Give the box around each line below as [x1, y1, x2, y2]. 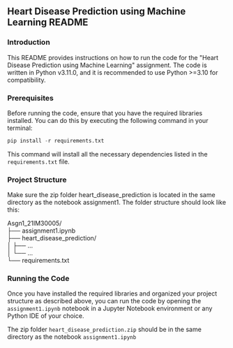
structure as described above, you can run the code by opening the [7, 297, 202, 305]
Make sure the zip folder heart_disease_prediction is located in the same [7, 191, 216, 199]
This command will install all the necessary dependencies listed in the [7, 150, 208, 158]
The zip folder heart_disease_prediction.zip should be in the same [7, 325, 202, 334]
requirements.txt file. [7, 157, 70, 166]
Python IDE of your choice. [7, 312, 84, 320]
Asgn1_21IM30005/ [7, 219, 62, 228]
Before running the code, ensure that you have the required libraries [7, 108, 203, 117]
